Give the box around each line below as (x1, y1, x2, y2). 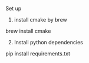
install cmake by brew (14, 16, 67, 23)
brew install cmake (5, 27, 51, 34)
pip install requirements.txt (5, 50, 71, 57)
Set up (5, 5, 22, 12)
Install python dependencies (14, 39, 83, 45)
